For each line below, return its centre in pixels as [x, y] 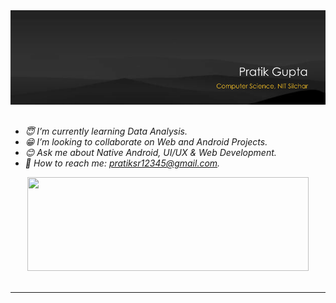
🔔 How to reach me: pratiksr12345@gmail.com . [122, 163]
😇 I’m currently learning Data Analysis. [106, 131]
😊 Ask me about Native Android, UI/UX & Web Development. [150, 153]
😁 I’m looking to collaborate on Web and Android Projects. [146, 142]
